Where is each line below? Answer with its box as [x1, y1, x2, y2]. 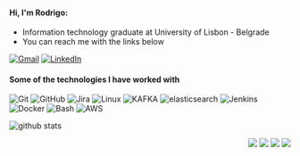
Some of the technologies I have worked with [9, 74, 180, 85]
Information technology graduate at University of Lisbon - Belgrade [21, 27, 270, 37]
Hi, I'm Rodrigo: [9, 7, 69, 18]
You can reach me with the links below [21, 37, 165, 47]
